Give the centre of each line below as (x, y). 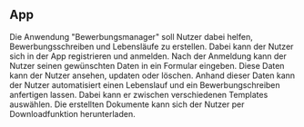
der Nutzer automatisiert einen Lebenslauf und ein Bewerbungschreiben (145, 84)
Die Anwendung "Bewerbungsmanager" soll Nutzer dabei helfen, (131, 36)
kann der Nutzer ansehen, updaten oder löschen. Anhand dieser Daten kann (152, 75)
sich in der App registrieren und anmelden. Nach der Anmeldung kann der (148, 56)
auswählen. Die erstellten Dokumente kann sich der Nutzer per (127, 104)
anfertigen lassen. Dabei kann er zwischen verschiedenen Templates (139, 94)
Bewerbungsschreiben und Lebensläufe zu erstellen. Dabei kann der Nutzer (152, 46)
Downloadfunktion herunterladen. (72, 113)
